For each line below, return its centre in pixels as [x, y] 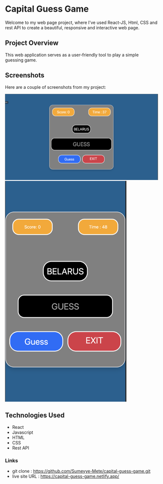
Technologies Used [35, 415]
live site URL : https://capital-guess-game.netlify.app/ [66, 476]
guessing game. [21, 60]
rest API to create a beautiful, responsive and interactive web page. [72, 27]
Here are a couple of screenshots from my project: [56, 87]
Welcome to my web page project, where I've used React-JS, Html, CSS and [81, 22]
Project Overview [32, 43]
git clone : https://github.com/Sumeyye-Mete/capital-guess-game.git [81, 471]
